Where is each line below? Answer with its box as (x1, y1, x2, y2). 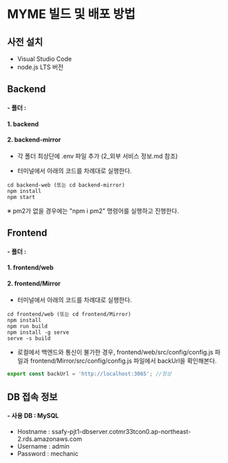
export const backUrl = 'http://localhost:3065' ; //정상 (7, 370, 171, 377)
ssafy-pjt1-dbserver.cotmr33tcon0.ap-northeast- (51, 428, 191, 436)
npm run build (7, 323, 48, 330)
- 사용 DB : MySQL (7, 412, 59, 420)
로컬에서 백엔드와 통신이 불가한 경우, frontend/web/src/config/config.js (17, 348, 213, 356)
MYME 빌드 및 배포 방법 (7, 6, 136, 22)
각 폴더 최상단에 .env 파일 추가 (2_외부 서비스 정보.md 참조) (17, 151, 178, 160)
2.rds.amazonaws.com (17, 435, 82, 443)
